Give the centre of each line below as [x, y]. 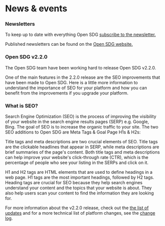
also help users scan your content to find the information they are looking [80, 193]
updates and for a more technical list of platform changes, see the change [80, 213]
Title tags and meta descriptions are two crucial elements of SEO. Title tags [82, 142]
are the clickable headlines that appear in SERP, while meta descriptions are [82, 147]
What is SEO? [22, 105]
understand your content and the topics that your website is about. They [78, 188]
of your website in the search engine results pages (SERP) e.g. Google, [77, 122]
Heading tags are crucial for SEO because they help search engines [74, 183]
